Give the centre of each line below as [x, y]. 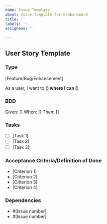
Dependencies [23, 200]
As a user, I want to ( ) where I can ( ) [42, 88]
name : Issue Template [28, 10]
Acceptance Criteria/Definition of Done [53, 160]
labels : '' [16, 24]
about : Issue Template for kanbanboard [47, 15]
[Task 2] [21, 141]
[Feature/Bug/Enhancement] [34, 78]
